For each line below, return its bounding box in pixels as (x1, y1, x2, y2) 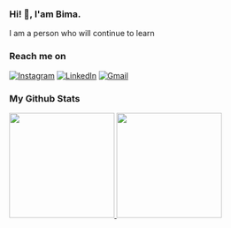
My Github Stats (9, 92, 81, 104)
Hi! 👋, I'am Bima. (9, 8, 81, 20)
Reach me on (9, 50, 66, 63)
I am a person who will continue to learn (9, 28, 155, 39)
